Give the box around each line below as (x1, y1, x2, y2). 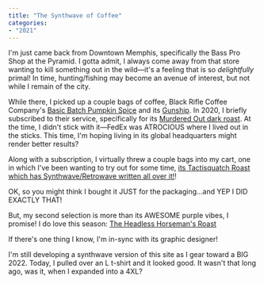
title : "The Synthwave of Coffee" (8, 11, 123, 20)
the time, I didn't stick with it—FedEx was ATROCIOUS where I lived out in (8, 122, 249, 132)
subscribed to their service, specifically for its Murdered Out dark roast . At (8, 114, 251, 124)
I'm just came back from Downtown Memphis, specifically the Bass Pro (8, 48, 240, 58)
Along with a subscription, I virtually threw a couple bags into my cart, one (8, 155, 251, 164)
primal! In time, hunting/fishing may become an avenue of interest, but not (8, 73, 251, 83)
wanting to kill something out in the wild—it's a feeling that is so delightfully (8, 65, 254, 75)
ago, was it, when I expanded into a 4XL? (8, 267, 143, 276)
